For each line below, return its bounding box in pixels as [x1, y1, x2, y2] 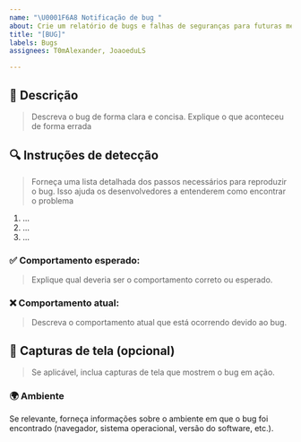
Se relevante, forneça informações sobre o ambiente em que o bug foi [9, 413, 269, 424]
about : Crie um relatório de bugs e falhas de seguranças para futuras [9, 22, 282, 30]
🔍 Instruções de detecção [9, 148, 159, 163]
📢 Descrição [9, 87, 79, 103]
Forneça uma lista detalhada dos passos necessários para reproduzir [30, 176, 288, 186]
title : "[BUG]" [9, 30, 66, 39]
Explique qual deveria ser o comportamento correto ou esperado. [30, 274, 273, 285]
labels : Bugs [9, 38, 58, 48]
